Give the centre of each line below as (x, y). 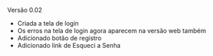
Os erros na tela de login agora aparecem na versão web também (111, 31)
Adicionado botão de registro (59, 38)
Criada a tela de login (48, 23)
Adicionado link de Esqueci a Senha (69, 45)
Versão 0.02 (25, 10)
